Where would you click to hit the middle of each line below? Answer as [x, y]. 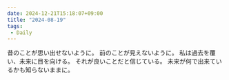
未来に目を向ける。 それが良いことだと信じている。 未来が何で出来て [117, 62]
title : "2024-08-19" [37, 20]
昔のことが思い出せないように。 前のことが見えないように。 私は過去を [109, 53]
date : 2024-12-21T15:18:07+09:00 [55, 13]
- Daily [21, 32]
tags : [15, 26]
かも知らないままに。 [43, 70]
